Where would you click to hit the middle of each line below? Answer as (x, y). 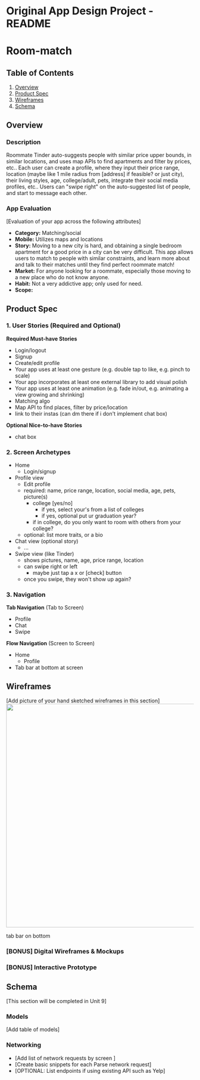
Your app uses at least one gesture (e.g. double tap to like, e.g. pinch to (102, 369)
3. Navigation (26, 595)
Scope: (24, 290)
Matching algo (32, 401)
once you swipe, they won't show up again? (77, 579)
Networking (24, 1045)
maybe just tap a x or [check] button (77, 573)
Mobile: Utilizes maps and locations (59, 239)
